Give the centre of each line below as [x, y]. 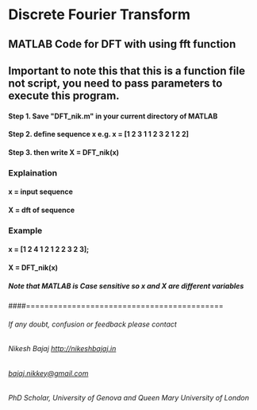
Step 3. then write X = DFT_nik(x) [64, 152]
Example [25, 230]
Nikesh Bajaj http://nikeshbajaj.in [62, 349]
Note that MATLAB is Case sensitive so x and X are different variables [126, 286]
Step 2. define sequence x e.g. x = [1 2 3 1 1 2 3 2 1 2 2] [98, 134]
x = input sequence [41, 191]
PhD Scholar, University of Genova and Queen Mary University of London [129, 398]
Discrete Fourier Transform [100, 15]
